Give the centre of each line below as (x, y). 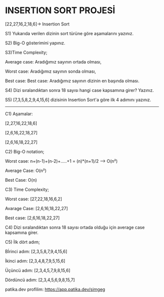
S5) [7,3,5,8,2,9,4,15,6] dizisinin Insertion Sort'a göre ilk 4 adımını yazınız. (78, 100)
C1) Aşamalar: (19, 114)
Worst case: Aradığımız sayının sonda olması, (51, 71)
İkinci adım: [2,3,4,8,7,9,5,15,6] (35, 261)
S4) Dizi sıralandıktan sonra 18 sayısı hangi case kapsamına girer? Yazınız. (80, 90)
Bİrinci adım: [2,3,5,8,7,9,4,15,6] (36, 251)
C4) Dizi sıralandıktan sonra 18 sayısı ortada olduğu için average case (75, 227)
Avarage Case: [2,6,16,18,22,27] (37, 208)
